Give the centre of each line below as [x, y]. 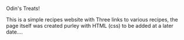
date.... [15, 32]
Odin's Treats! [23, 8]
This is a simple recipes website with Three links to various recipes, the [92, 19]
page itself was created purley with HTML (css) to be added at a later [90, 26]
